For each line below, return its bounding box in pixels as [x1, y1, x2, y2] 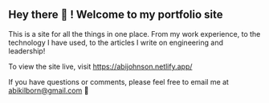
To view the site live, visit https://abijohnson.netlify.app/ [8, 61, 193, 71]
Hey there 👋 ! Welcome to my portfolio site [8, 8, 223, 22]
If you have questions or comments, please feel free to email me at [8, 77, 229, 86]
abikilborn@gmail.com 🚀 [8, 85, 89, 95]
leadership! [8, 46, 46, 56]
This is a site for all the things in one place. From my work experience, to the [8, 29, 261, 38]
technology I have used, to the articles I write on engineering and [8, 38, 223, 47]
